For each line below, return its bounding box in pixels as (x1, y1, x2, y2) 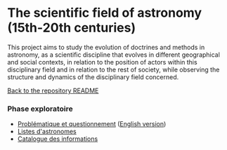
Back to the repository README (7, 86, 99, 95)
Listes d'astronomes (17, 128, 77, 136)
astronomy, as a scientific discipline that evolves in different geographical (7, 50, 220, 59)
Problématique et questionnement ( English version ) (17, 120, 167, 128)
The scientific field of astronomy (7, 5, 202, 21)
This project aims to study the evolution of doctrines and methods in (7, 43, 205, 51)
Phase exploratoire (7, 104, 73, 114)
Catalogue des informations (17, 135, 98, 143)
